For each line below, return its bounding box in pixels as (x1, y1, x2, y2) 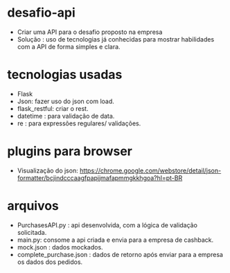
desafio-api (7, 5, 76, 21)
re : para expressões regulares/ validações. (17, 119, 141, 127)
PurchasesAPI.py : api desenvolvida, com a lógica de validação (17, 220, 197, 229)
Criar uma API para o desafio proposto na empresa (17, 28, 163, 36)
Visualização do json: (17, 166, 78, 175)
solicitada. (17, 228, 47, 236)
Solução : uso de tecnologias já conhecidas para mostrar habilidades (17, 35, 215, 43)
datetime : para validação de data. (17, 112, 115, 120)
